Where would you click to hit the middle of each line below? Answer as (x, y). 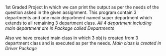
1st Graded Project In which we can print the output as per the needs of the (82, 7)
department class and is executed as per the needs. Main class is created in (83, 43)
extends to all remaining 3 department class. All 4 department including (78, 23)
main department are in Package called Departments (60, 28)
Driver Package (21, 48)
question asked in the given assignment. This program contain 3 (71, 12)
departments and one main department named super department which (79, 18)
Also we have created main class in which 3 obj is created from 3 (72, 38)
